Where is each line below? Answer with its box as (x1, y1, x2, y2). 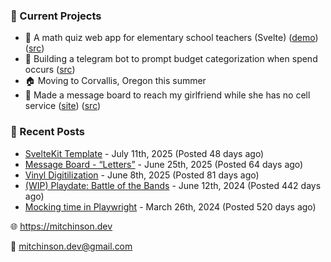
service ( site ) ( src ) (24, 100, 102, 112)
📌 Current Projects (10, 9, 102, 23)
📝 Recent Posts (10, 125, 86, 139)
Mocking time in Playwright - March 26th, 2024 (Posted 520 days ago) (24, 200, 317, 213)
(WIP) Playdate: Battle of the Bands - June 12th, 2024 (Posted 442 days (24, 179, 322, 191)
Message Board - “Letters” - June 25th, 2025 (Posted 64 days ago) (24, 158, 304, 170)
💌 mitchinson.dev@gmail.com (10, 240, 133, 252)
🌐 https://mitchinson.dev (10, 220, 113, 232)
